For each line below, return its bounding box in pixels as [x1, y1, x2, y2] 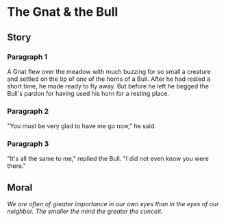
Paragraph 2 [7, 106, 49, 116]
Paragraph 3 [7, 139, 49, 149]
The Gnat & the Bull [7, 4, 118, 20]
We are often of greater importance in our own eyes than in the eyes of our [7, 200, 219, 208]
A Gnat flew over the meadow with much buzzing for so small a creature [7, 67, 211, 75]
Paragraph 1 [7, 52, 48, 62]
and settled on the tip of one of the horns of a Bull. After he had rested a [7, 75, 211, 83]
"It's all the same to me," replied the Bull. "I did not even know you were [7, 155, 209, 163]
